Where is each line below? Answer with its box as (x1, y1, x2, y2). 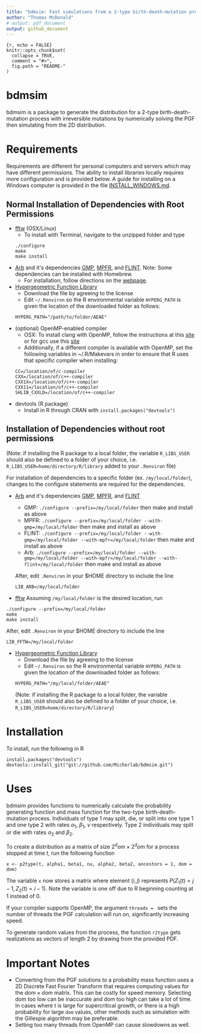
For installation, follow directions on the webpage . (23, 276, 148, 284)
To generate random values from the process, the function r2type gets (6, 929, 181, 936)
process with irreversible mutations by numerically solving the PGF (29, 115, 195, 123)
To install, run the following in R (6, 745, 84, 752)
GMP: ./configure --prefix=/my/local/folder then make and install (23, 503, 194, 511)
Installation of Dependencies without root (6, 424, 165, 435)
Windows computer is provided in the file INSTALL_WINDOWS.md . (6, 182, 171, 189)
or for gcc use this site (23, 337, 80, 345)
